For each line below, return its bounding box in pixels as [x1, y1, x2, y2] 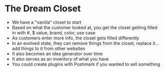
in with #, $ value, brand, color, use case [11, 30, 96, 36]
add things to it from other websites [11, 45, 86, 51]
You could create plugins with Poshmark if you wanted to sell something [11, 61, 161, 67]
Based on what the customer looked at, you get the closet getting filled [11, 24, 158, 30]
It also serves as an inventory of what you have [11, 56, 109, 62]
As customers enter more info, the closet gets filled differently [11, 35, 140, 41]
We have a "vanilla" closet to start [11, 19, 82, 25]
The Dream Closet [4, 3, 81, 14]
